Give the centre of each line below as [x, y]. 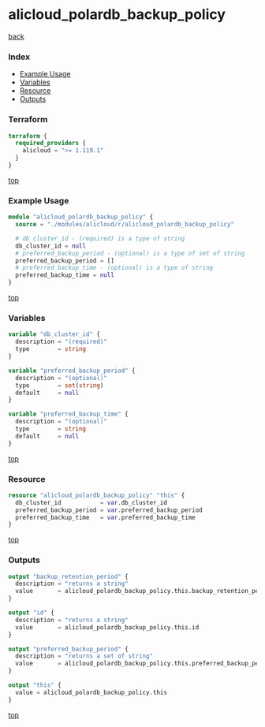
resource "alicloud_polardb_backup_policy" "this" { [97, 495]
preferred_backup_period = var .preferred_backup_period [109, 510]
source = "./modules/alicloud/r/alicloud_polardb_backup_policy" [125, 225]
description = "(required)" [62, 342]
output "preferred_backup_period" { [68, 649]
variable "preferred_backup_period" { [72, 371]
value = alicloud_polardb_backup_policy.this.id [107, 627]
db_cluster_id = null [51, 246]
